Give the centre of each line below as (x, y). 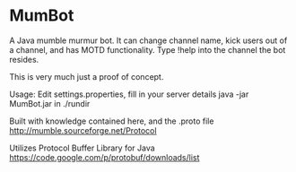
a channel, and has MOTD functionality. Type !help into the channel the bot (148, 49)
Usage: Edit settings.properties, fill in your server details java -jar (129, 94)
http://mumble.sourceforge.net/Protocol (83, 130)
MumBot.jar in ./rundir (50, 103)
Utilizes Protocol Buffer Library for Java (82, 148)
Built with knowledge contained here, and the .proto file (112, 121)
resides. (24, 59)
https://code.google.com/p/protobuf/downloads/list (104, 157)
